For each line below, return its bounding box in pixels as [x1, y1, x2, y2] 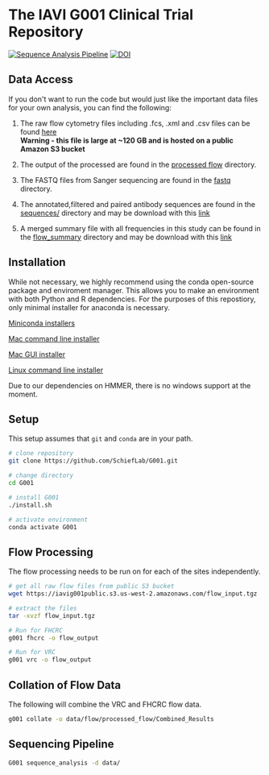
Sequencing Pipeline [8, 737, 114, 751]
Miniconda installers [8, 318, 75, 328]
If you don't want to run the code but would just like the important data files [8, 94, 259, 104]
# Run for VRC [8, 649, 56, 657]
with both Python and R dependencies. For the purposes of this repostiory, [8, 294, 256, 304]
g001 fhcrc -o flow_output [8, 634, 99, 642]
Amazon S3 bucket [19, 143, 86, 154]
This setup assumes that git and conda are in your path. [8, 433, 193, 444]
